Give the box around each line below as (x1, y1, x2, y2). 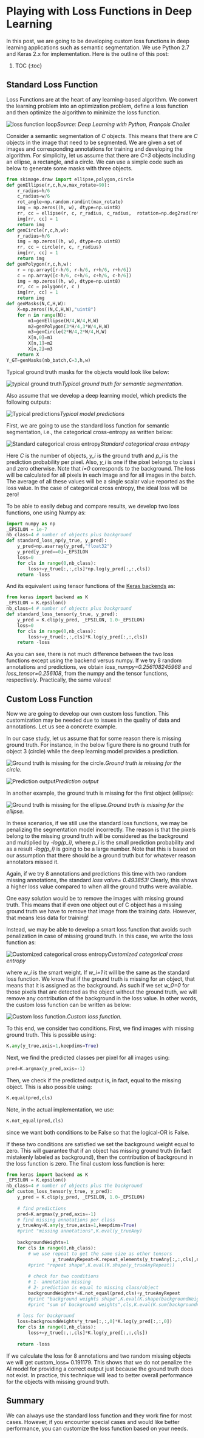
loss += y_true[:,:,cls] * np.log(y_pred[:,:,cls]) (28, 565, 151, 572)
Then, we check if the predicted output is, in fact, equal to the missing (6, 1076, 182, 1084)
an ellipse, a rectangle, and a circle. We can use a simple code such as (6, 158, 183, 165)
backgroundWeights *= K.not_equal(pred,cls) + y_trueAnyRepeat (28, 1290, 181, 1296)
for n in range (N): (17, 312, 67, 318)
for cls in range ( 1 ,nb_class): (17, 1324, 97, 1330)
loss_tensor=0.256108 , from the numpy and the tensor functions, (6, 670, 169, 677)
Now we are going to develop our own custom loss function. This (6, 710, 169, 717)
